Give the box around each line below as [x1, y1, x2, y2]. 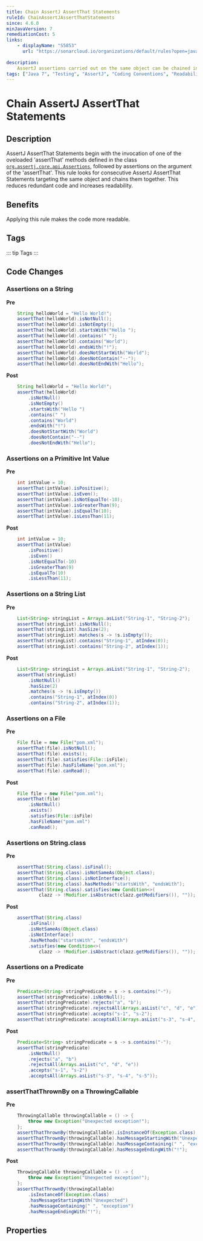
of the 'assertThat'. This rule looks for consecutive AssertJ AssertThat [6, 169, 181, 176]
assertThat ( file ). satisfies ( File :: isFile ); [17, 756, 129, 763]
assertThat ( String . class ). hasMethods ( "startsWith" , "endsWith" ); [17, 881, 185, 887]
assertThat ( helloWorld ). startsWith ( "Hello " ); [17, 328, 137, 334]
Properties [6, 1225, 47, 1236]
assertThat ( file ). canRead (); [17, 768, 91, 774]
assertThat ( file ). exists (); [17, 751, 88, 757]
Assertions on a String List [6, 590, 86, 598]
